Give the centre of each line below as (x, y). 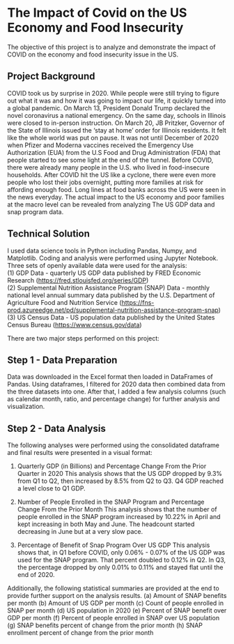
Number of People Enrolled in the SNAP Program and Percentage (111, 502)
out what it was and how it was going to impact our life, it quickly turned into (117, 100)
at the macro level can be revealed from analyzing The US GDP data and (111, 204)
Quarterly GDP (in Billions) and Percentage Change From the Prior (112, 466)
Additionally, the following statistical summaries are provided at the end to (113, 588)
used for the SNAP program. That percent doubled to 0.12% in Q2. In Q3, (122, 560)
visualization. (26, 407)
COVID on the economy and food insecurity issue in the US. (93, 54)
